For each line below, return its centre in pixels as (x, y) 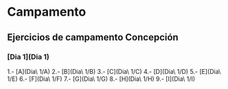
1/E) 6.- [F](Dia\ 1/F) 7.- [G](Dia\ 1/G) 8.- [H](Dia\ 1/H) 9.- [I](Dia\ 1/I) (101, 79)
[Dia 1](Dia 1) (28, 57)
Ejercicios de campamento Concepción (93, 37)
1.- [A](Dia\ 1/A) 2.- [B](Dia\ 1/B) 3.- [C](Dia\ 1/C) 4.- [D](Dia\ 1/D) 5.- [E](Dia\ (114, 71)
